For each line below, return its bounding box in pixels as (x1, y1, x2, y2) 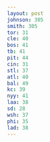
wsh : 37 (7, 111, 29, 118)
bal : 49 (7, 80, 29, 87)
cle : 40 (7, 35, 29, 42)
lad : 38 (7, 124, 29, 131)
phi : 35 (7, 117, 29, 125)
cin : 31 (7, 61, 29, 68)
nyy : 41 (7, 93, 29, 100)
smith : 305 (7, 23, 38, 29)
